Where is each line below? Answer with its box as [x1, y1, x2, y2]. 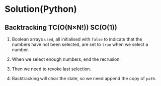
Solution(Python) [4, 3, 78, 15]
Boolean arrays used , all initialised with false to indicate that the [11, 36, 143, 42]
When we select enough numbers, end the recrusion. [11, 56, 121, 62]
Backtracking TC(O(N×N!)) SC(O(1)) [4, 23, 117, 32]
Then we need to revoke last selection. [11, 66, 91, 72]
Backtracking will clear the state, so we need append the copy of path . [11, 76, 157, 81]
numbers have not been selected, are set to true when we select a [11, 42, 149, 47]
